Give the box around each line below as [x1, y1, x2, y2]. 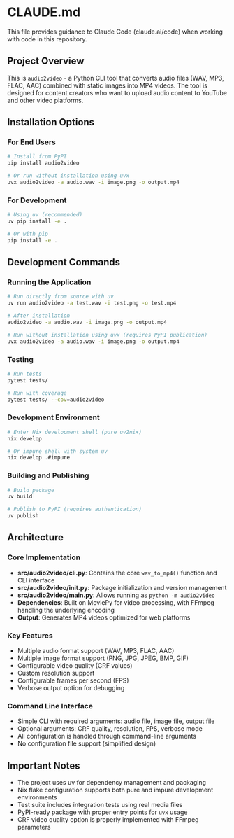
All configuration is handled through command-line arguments [17, 732, 197, 741]
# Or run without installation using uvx [7, 172, 130, 179]
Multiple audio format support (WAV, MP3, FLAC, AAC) [17, 647, 175, 655]
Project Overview [7, 55, 85, 67]
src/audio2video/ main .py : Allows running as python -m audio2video [17, 591, 215, 599]
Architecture [7, 531, 64, 543]
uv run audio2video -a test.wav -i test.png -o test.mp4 [7, 300, 177, 307]
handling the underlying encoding [17, 606, 115, 614]
